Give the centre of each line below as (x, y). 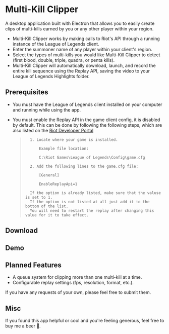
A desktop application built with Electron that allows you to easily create (80, 23)
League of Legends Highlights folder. (51, 76)
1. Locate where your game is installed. (74, 140)
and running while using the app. (47, 109)
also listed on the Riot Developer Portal (53, 130)
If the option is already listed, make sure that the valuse (95, 193)
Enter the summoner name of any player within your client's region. (82, 49)
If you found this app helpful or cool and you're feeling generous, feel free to (85, 321)
